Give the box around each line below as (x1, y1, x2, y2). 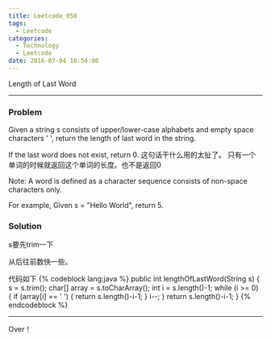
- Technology (15, 42, 60, 50)
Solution (8, 221, 43, 232)
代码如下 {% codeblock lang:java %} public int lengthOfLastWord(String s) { (8, 274, 260, 284)
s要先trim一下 (8, 239, 54, 250)
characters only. (8, 185, 62, 194)
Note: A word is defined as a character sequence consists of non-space (8, 177, 248, 186)
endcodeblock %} (8, 300, 69, 310)
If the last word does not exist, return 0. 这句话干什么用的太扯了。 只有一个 (8, 150, 256, 160)
